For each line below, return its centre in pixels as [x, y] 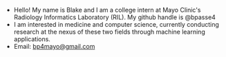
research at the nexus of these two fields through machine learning [109, 32]
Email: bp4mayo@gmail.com [54, 46]
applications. [32, 39]
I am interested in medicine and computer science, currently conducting [116, 24]
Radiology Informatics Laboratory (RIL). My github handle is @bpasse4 [115, 17]
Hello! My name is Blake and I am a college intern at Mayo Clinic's [107, 10]
